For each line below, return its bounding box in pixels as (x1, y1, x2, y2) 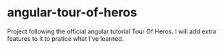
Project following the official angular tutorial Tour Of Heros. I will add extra (7, 27, 217, 35)
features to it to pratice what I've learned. (7, 34, 124, 42)
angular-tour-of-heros (7, 5, 137, 20)
